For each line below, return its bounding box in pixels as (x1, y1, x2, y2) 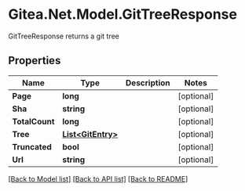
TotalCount (12, 116, 55, 127)
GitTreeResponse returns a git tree (8, 31, 120, 41)
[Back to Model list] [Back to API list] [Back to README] (8, 174, 188, 183)
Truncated (12, 141, 53, 152)
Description (125, 77, 170, 88)
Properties (8, 54, 61, 67)
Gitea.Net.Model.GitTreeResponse (8, 5, 238, 23)
